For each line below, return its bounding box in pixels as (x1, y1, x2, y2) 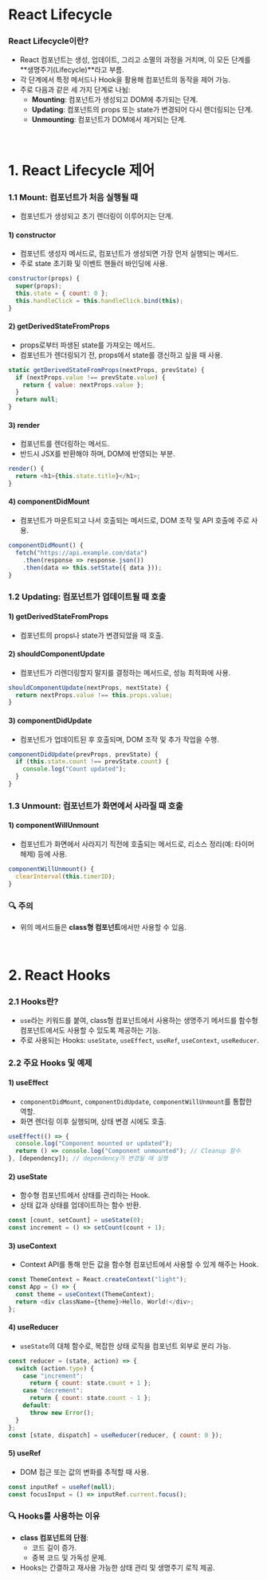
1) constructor (8, 229, 57, 240)
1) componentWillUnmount (8, 821, 100, 830)
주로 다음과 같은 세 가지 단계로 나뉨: (19, 85, 131, 95)
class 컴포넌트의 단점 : (19, 1532, 89, 1543)
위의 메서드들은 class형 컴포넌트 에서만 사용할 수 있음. (19, 922, 187, 931)
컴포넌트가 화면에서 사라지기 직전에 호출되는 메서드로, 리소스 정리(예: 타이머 (19, 839, 255, 849)
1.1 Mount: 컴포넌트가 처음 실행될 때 (8, 191, 139, 202)
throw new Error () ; (29, 1409, 94, 1417)
